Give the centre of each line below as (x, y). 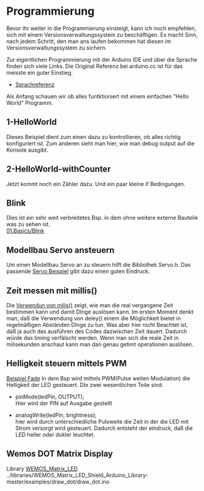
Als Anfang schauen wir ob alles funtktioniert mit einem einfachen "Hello (98, 96)
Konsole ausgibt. (27, 150)
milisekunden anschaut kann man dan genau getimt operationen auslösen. (100, 344)
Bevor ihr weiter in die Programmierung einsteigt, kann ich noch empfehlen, (101, 28)
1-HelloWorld (31, 122)
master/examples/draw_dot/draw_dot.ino (58, 481)
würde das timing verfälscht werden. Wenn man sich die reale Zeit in (93, 338)
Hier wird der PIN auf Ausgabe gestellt (64, 403)
